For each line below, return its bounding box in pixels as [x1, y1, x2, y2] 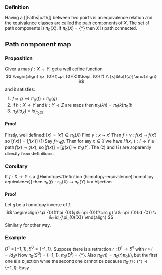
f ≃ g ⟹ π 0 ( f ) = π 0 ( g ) [12, 95, 57, 103]
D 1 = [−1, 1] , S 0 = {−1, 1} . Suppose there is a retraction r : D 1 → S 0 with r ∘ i [5, 245, 153, 252]
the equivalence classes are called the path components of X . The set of [5, 20, 150, 26]
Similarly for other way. [5, 222, 51, 228]
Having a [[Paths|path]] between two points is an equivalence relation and [5, 15, 153, 21]
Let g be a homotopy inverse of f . [5, 202, 72, 208]
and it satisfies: [5, 86, 35, 92]
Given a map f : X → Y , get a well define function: [5, 66, 104, 72]
